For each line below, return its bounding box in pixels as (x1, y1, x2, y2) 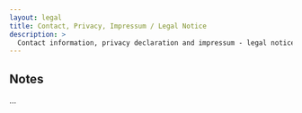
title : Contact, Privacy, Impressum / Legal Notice (9, 22, 207, 30)
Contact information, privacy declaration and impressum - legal (17, 38, 268, 48)
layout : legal (9, 13, 63, 22)
